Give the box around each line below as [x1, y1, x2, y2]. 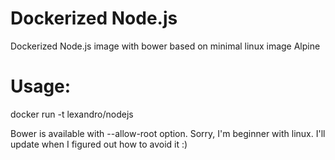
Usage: [10, 75, 72, 98]
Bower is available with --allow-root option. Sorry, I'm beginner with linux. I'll [10, 127, 326, 139]
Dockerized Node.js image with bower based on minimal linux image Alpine [10, 40, 321, 52]
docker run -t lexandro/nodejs [10, 108, 134, 120]
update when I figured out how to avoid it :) [10, 138, 188, 150]
